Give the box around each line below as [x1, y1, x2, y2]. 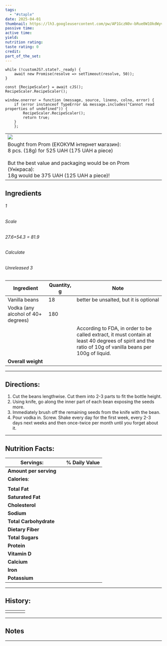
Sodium [7, 510, 26, 517]
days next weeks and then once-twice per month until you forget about [12, 420, 159, 426]
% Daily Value [66, 459, 100, 466]
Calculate [5, 250, 25, 256]
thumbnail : [5, 21, 28, 26]
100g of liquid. [76, 350, 111, 357]
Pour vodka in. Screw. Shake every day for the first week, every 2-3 [12, 414, 151, 421]
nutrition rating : [5, 40, 43, 45]
